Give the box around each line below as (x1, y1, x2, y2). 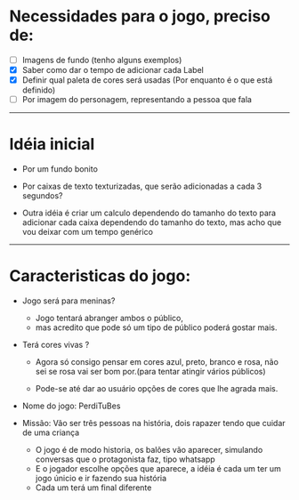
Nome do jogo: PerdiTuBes (21, 400, 121, 411)
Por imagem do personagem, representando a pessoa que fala (21, 94, 252, 105)
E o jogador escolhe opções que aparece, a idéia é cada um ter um (35, 464, 282, 474)
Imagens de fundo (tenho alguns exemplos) (21, 54, 182, 65)
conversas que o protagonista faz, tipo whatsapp (35, 454, 215, 464)
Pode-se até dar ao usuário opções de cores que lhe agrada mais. (35, 383, 279, 394)
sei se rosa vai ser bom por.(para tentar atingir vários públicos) (35, 367, 266, 377)
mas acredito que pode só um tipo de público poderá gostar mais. (35, 322, 278, 333)
